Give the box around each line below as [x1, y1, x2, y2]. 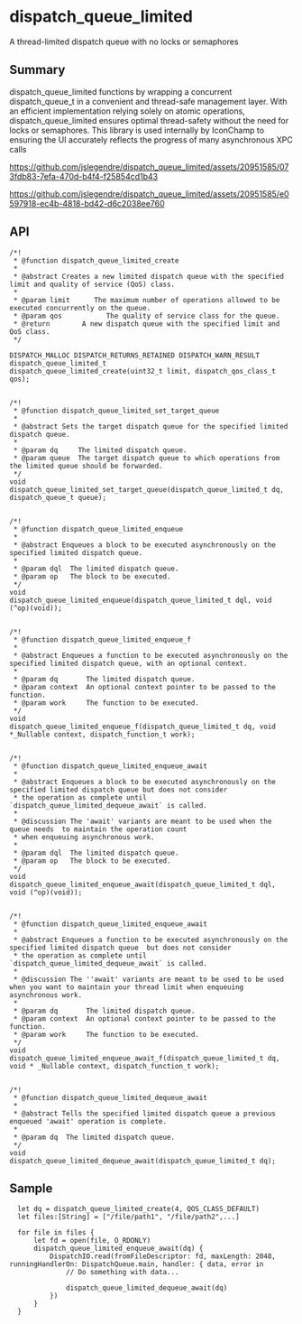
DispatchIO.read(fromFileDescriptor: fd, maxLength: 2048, [49, 1252, 277, 1261]
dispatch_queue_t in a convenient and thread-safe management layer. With [9, 96, 288, 106]
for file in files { [17, 1228, 95, 1237]
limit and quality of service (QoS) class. [9, 280, 176, 289]
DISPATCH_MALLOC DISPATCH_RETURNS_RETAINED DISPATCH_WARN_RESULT [9, 350, 260, 360]
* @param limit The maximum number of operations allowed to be [13, 295, 280, 304]
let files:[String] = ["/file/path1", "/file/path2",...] [17, 1212, 241, 1222]
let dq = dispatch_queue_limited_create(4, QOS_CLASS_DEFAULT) [17, 1205, 260, 1214]
